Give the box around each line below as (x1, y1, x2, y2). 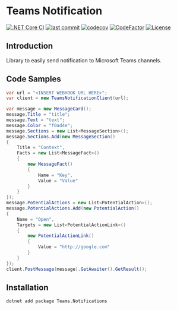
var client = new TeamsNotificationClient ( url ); (6, 95, 129, 102)
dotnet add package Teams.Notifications (6, 298, 108, 304)
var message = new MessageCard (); (6, 106, 92, 112)
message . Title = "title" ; (6, 112, 70, 118)
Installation (6, 282, 49, 292)
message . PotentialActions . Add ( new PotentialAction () (6, 205, 140, 211)
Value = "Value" (37, 178, 78, 184)
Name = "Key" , (37, 172, 73, 178)
